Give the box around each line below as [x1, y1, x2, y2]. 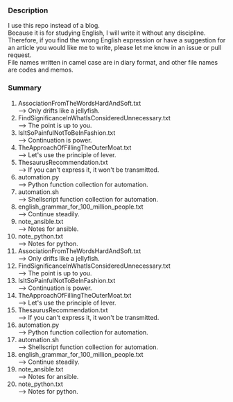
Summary [8, 83, 42, 93]
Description [8, 6, 49, 15]
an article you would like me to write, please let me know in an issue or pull [8, 44, 222, 52]
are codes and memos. [8, 65, 74, 74]
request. [8, 51, 32, 59]
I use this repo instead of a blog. [8, 22, 100, 30]
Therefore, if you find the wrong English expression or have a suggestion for [8, 36, 226, 45]
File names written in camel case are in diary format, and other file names [8, 58, 218, 67]
